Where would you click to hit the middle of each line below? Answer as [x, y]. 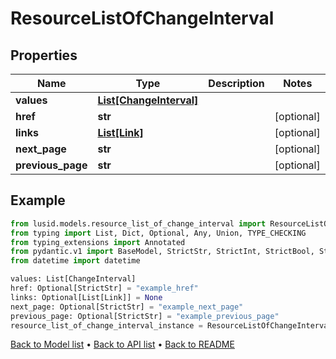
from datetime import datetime [75, 261]
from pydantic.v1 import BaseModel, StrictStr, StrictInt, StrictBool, [162, 252]
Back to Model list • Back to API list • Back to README [122, 344]
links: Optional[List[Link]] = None [86, 297]
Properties [44, 55]
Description [236, 83]
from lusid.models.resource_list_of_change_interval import [138, 223]
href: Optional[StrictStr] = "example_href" [104, 288]
